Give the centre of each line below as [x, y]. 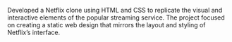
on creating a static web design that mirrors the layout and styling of [106, 25]
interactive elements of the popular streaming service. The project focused [116, 17]
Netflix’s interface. [34, 32]
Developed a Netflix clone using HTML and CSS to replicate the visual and [115, 10]
